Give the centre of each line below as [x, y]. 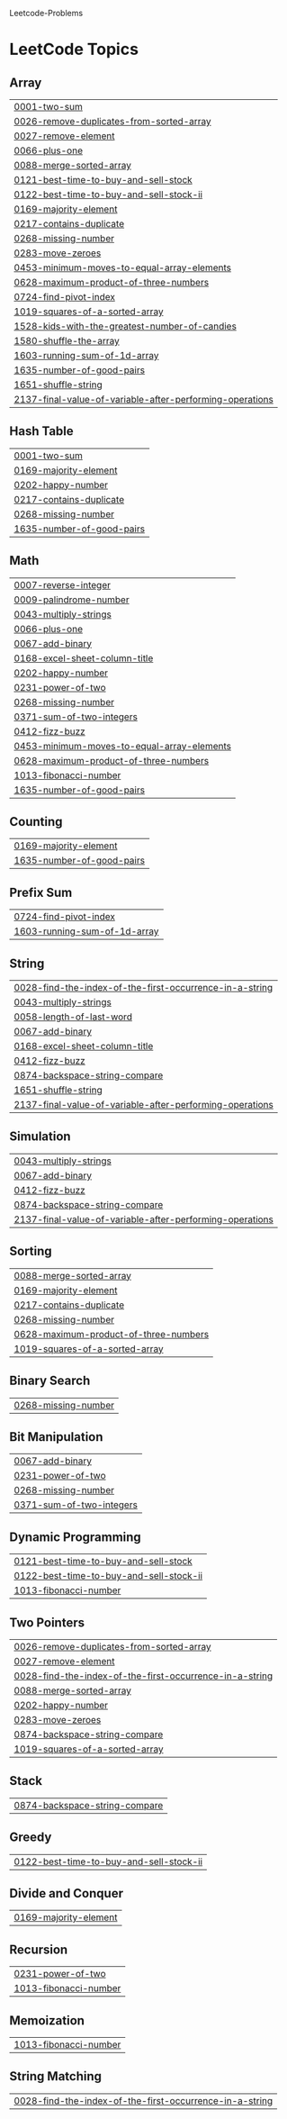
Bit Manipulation [56, 1437]
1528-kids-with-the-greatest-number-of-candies [125, 326]
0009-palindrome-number [72, 600]
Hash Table [41, 431]
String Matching [55, 2076]
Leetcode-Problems [46, 13]
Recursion [39, 1949]
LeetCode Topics [74, 50]
